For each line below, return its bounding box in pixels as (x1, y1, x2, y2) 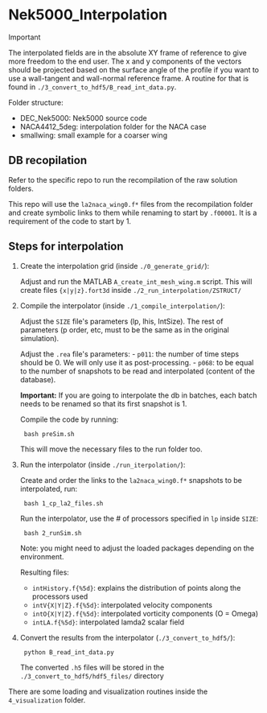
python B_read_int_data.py (23, 648, 114, 657)
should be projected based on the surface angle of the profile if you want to (8, 64, 260, 74)
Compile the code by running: (19, 414, 119, 424)
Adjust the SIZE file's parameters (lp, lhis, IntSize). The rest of (19, 316, 224, 326)
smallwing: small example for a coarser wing (19, 130, 167, 140)
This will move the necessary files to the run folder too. (19, 444, 203, 454)
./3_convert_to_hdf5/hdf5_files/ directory (19, 670, 165, 681)
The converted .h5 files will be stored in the (19, 662, 165, 672)
